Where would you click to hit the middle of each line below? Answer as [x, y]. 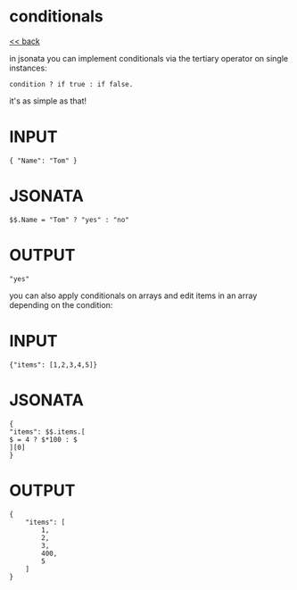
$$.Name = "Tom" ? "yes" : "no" [69, 220]
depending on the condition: [61, 304]
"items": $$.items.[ [48, 432]
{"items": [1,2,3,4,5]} [54, 365]
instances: [28, 68]
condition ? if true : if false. [71, 84]
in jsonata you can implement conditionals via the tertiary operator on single [148, 58]
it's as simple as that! [48, 101]
